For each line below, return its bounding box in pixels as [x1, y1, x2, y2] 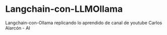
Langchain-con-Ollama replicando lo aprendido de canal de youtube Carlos [5, 20, 162, 26]
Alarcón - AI [5, 25, 30, 31]
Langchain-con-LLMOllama [5, 3, 123, 15]
